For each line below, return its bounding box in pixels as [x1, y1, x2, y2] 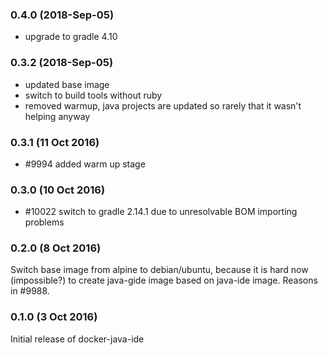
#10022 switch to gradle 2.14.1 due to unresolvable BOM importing [24, 206, 298, 218]
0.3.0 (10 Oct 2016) [10, 183, 106, 197]
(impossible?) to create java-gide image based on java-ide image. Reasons [10, 274, 318, 287]
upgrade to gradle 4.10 [24, 31, 118, 43]
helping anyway [24, 110, 91, 122]
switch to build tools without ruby [24, 89, 163, 101]
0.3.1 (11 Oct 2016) [10, 135, 100, 149]
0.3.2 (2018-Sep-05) [10, 56, 114, 70]
